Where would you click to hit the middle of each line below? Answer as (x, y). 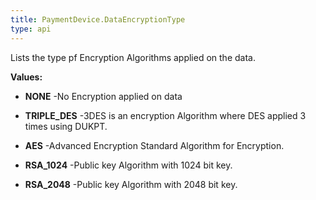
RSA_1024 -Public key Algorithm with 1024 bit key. (128, 165)
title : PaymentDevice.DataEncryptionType (98, 19)
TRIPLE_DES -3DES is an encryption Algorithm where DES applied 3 (165, 115)
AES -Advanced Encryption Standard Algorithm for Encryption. (154, 145)
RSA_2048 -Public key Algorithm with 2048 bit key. (131, 184)
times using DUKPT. (66, 126)
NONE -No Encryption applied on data (103, 96)
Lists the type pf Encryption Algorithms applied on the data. (133, 57)
